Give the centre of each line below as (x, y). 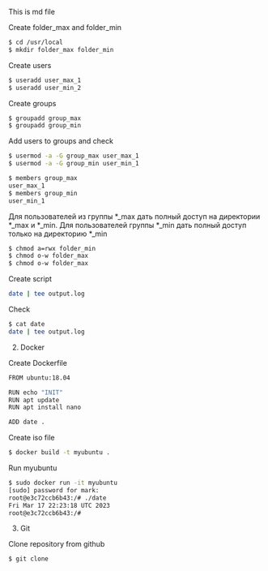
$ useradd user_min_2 (45, 88)
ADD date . (27, 422)
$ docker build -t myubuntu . (60, 453)
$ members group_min (43, 193)
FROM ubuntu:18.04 (39, 378)
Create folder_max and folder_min (65, 27)
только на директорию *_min (58, 234)
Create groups (32, 103)
